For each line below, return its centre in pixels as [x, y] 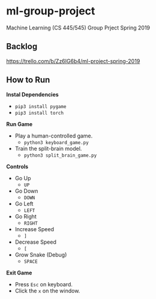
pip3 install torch [39, 113]
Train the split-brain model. [48, 148]
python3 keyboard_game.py [56, 142]
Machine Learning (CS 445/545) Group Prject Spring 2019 [78, 28]
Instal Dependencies [32, 94]
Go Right [26, 216]
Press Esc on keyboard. [44, 284]
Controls [17, 166]
